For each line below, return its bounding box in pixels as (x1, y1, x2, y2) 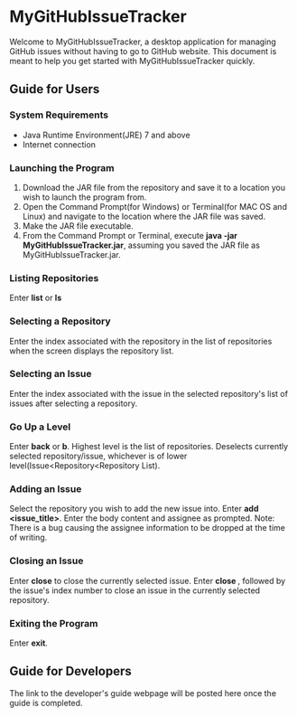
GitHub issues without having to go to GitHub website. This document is (9, 45, 277, 56)
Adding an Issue (9, 483, 82, 495)
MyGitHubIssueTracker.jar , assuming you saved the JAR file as (22, 240, 260, 250)
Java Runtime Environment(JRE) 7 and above (22, 129, 191, 140)
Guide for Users (9, 81, 100, 97)
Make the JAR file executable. (22, 220, 134, 231)
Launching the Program (9, 161, 115, 174)
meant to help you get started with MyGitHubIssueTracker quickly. (9, 55, 255, 66)
